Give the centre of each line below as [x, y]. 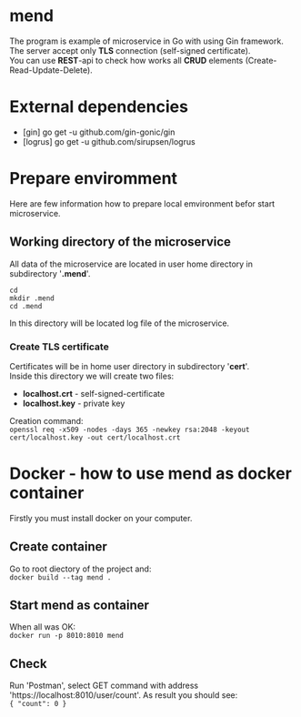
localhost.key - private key [74, 403]
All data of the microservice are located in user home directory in [131, 264]
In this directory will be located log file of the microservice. [120, 323]
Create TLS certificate [59, 347]
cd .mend [26, 306]
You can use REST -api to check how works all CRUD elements [126, 60]
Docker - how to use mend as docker [151, 474]
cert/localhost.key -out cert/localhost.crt [95, 438]
